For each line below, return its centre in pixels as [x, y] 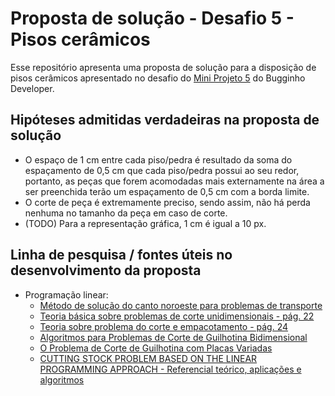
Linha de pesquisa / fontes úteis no [121, 255]
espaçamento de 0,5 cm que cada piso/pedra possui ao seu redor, [162, 170]
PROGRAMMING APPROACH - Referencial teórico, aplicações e [170, 369]
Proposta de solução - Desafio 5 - [152, 18]
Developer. [32, 88]
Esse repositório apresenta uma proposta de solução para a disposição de [163, 67]
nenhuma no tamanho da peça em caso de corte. [126, 213]
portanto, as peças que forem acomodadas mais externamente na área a [174, 181]
